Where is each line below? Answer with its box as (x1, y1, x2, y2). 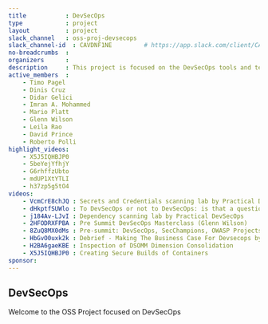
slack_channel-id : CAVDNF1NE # (8, 41, 148, 49)
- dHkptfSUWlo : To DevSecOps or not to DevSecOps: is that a (22, 204, 234, 212)
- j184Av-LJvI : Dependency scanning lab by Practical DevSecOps (22, 212, 245, 220)
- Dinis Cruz (22, 85, 66, 94)
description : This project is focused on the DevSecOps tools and (8, 64, 251, 72)
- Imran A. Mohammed (22, 101, 91, 109)
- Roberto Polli (22, 137, 77, 146)
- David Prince (22, 130, 73, 138)
